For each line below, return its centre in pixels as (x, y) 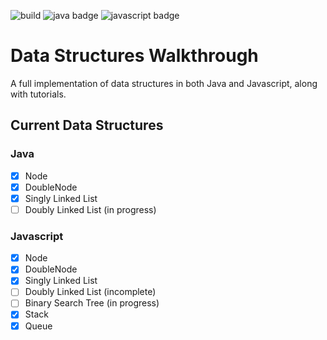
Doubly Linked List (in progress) (90, 209)
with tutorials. (38, 94)
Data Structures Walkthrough (134, 56)
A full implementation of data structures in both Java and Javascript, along (164, 83)
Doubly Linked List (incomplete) (90, 292)
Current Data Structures (87, 125)
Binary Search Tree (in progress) (92, 303)
